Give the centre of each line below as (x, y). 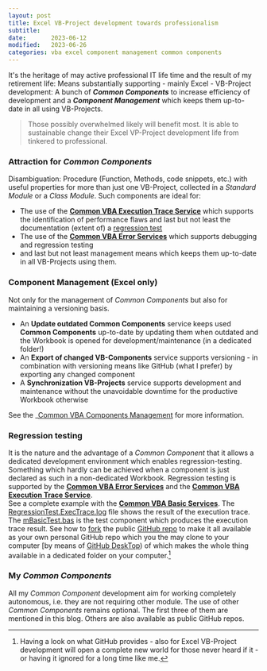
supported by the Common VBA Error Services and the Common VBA (124, 486)
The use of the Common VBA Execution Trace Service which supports (137, 211)
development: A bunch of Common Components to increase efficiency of (129, 92)
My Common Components (60, 576)
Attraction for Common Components (80, 161)
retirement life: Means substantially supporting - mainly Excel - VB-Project (130, 83)
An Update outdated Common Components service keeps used (126, 323)
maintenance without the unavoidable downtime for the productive (129, 391)
